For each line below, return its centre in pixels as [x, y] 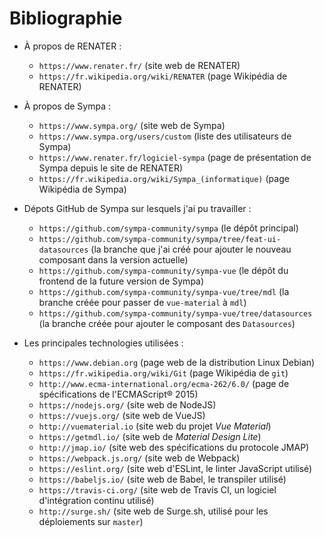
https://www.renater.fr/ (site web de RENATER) [139, 65]
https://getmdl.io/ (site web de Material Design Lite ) [150, 436]
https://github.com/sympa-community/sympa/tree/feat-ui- [160, 239]
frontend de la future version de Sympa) [121, 281]
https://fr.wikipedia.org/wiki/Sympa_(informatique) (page [164, 178]
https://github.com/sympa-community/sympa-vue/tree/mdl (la [164, 291]
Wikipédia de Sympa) [82, 189]
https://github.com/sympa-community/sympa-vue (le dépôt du [163, 270]
